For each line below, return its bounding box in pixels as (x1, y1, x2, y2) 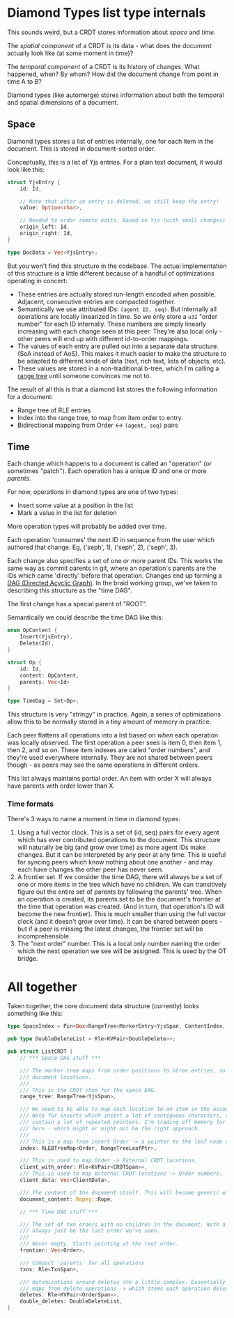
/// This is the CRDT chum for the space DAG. (19, 1086, 157, 1093)
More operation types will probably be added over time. (7, 522, 167, 531)
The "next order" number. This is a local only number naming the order (17, 940, 221, 948)
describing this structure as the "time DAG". (7, 586, 132, 594)
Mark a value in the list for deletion (17, 509, 117, 517)
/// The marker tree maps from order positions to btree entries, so (19, 1067, 226, 1074)
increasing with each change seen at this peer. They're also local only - (17, 327, 223, 336)
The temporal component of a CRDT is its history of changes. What (7, 62, 200, 70)
